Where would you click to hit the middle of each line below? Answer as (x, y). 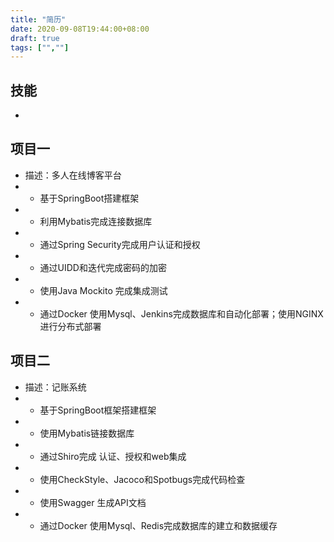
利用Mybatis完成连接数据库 (96, 221)
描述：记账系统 (55, 387)
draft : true (35, 38)
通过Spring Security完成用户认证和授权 (120, 244)
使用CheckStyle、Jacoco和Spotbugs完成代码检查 (142, 479)
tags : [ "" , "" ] (40, 47)
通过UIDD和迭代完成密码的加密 (103, 267)
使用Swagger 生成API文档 (93, 502)
